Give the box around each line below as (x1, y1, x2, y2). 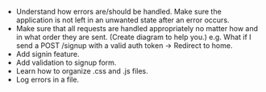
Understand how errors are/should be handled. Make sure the (15, 7, 222, 16)
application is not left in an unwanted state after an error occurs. (15, 15, 230, 25)
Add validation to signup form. (15, 58, 117, 67)
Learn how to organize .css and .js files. (15, 66, 149, 75)
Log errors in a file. (15, 75, 79, 84)
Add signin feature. (15, 50, 80, 58)
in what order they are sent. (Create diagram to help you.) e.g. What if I (15, 32, 251, 42)
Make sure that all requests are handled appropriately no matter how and (15, 24, 258, 33)
